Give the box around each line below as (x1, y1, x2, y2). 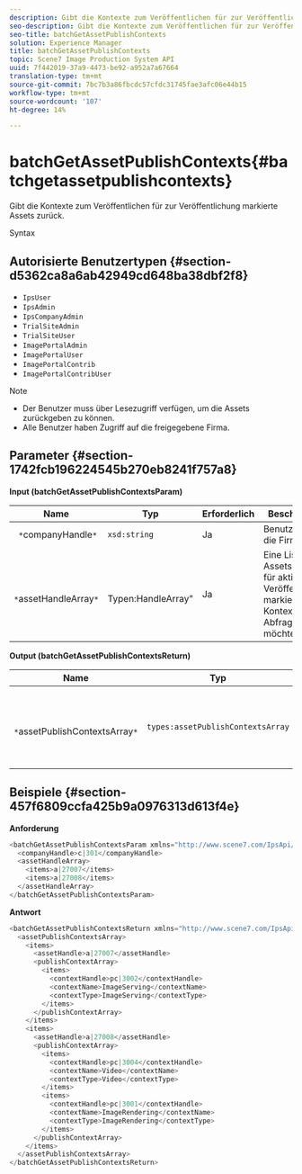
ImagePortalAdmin (22, 341, 88, 350)
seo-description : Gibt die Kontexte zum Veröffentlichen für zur (9, 22, 259, 31)
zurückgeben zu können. (22, 413, 115, 423)
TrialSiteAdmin (22, 322, 80, 331)
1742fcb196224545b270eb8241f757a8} (9, 462, 237, 478)
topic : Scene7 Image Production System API (9, 55, 175, 64)
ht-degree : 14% (9, 105, 67, 114)
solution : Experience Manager (9, 38, 123, 48)
